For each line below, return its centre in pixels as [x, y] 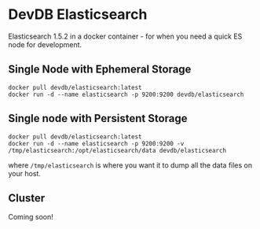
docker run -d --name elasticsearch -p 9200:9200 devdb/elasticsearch [126, 94]
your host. [25, 173]
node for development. [45, 44]
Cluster [27, 198]
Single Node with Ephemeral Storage [100, 70]
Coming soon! [31, 217]
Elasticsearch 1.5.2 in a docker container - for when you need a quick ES [125, 36]
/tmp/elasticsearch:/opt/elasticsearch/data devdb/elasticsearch [117, 150]
